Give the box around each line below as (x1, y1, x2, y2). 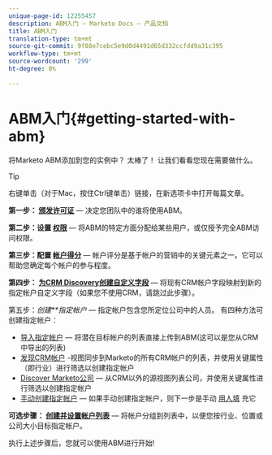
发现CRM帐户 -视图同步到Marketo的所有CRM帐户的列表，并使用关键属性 (19, 353, 264, 362)
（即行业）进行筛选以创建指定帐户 (19, 362, 135, 372)
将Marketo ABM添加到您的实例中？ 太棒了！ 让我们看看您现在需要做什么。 (8, 155, 257, 165)
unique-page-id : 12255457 (8, 11, 96, 20)
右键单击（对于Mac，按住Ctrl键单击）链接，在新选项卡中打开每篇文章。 (8, 188, 249, 197)
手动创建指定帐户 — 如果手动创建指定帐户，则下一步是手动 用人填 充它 (19, 393, 257, 403)
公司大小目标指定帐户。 (8, 420, 87, 431)
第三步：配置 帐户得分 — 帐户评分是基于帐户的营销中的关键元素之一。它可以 (8, 249, 264, 260)
